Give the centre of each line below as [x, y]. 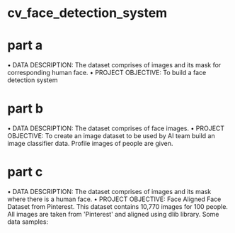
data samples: [28, 222]
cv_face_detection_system [87, 13]
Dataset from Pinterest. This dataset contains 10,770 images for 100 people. [118, 206]
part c [25, 172]
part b [25, 109]
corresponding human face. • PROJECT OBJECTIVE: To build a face [107, 73]
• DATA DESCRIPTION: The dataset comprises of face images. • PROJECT [116, 128]
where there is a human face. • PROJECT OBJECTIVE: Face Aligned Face [114, 199]
